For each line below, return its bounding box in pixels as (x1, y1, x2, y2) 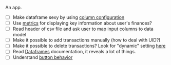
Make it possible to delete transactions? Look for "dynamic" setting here (12, 43, 166, 49)
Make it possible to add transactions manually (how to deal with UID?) (12, 37, 161, 43)
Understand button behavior (12, 54, 73, 60)
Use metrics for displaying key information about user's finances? (12, 20, 153, 26)
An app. (5, 5, 22, 10)
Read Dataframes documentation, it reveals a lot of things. (12, 49, 136, 55)
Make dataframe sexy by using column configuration (12, 14, 125, 20)
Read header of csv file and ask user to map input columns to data (12, 26, 154, 32)
